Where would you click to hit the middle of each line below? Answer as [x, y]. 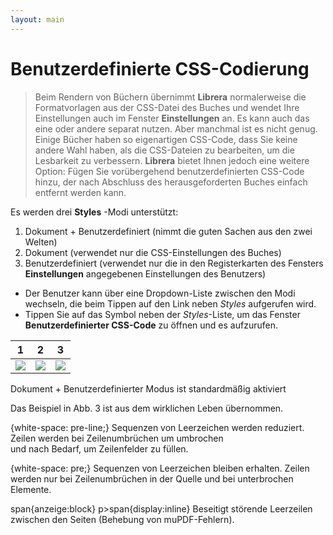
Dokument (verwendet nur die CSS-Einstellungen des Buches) [153, 252]
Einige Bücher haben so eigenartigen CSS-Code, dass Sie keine [166, 139]
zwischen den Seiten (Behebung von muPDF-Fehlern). [122, 519]
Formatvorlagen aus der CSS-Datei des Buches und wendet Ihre [167, 107]
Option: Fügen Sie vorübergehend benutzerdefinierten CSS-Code [169, 171]
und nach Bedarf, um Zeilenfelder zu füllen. [99, 448]
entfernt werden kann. [80, 192]
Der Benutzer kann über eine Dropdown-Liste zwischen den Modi [160, 293]
